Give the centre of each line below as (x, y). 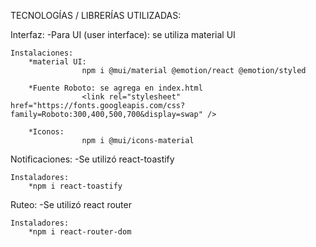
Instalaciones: (42, 53)
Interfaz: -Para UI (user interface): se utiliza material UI (123, 34)
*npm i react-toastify (75, 186)
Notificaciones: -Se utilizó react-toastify (92, 159)
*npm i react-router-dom (80, 232)
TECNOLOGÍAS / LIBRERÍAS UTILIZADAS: (96, 15)
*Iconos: (46, 132)
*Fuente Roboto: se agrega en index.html (115, 88)
